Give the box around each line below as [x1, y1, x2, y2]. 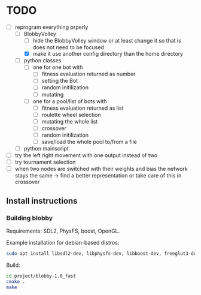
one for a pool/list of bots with [32, 97, 107, 105]
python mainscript [23, 145, 69, 152]
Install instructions [6, 195, 78, 206]
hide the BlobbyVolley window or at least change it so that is [32, 37, 181, 44]
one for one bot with [32, 64, 83, 71]
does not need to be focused [32, 44, 105, 51]
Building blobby [6, 213, 53, 222]
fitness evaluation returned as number [41, 70, 136, 78]
